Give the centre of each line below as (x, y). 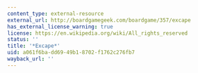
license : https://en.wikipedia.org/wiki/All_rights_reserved (98, 33)
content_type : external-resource (56, 14)
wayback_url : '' (31, 59)
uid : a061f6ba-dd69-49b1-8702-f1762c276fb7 (71, 53)
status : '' (23, 40)
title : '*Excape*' (34, 46)
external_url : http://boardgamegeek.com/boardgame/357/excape (99, 20)
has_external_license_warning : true (60, 26)
